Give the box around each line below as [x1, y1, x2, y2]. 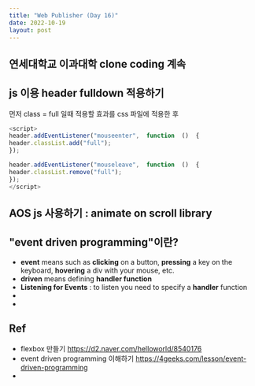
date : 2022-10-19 [9, 19, 66, 27]
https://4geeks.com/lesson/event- [135, 354, 247, 363]
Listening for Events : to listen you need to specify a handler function [20, 282, 248, 291]
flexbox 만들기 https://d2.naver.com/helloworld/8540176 [20, 343, 202, 353]
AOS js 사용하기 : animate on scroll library [9, 206, 213, 220]
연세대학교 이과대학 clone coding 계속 [9, 57, 187, 71]
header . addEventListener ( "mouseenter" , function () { [9, 132, 200, 140]
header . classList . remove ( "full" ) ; [9, 168, 123, 176]
